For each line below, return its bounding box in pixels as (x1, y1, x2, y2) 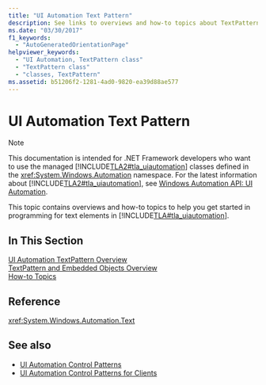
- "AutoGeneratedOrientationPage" (15, 41, 129, 49)
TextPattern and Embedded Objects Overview (8, 263, 158, 273)
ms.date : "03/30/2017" (8, 26, 83, 34)
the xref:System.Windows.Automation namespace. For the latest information (8, 170, 257, 180)
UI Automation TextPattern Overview (8, 255, 128, 265)
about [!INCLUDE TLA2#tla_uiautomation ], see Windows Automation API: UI (8, 179, 253, 189)
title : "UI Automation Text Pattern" (8, 11, 133, 20)
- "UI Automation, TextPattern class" (15, 56, 144, 64)
